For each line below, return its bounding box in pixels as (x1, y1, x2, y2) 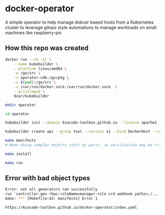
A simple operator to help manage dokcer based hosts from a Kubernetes (5, 19, 154, 25)
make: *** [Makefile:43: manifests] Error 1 (5, 196, 98, 201)
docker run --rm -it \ (5, 57, 52, 62)
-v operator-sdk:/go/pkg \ (14, 75, 69, 80)
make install (5, 151, 32, 156)
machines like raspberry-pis (5, 30, 62, 35)
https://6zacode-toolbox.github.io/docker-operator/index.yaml (5, 205, 137, 210)
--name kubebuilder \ (14, 61, 58, 66)
